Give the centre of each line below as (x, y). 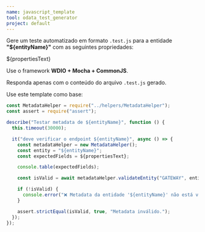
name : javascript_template (41, 12)
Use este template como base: (45, 95)
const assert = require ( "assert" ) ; (52, 111)
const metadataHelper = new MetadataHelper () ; (77, 145)
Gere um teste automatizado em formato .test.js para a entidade (89, 41)
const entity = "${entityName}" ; (60, 150)
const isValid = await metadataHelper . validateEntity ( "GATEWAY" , (102, 178)
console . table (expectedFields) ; (58, 167)
